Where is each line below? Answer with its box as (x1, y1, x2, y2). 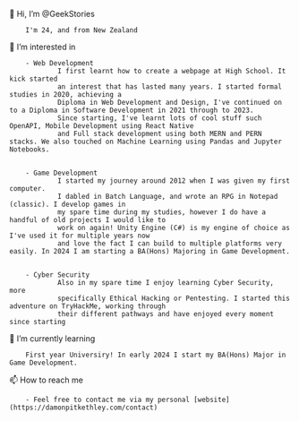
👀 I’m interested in (9, 41, 76, 52)
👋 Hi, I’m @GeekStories (9, 9, 96, 19)
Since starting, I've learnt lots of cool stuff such (56, 114, 262, 123)
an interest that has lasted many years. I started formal (56, 82, 282, 91)
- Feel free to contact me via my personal (25, 395, 191, 404)
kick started (9, 74, 58, 83)
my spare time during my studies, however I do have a (56, 208, 267, 217)
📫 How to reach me (9, 374, 83, 385)
